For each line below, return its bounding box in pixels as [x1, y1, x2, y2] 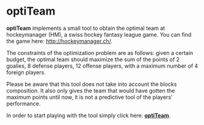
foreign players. [6, 68, 46, 76]
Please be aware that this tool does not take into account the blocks [6, 80, 177, 88]
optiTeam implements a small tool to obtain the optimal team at [6, 24, 166, 32]
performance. [6, 99, 41, 107]
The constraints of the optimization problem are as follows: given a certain [6, 49, 194, 56]
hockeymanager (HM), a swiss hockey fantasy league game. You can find [6, 30, 192, 38]
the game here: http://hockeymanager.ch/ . [6, 37, 113, 45]
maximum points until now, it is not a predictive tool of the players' [6, 93, 173, 101]
